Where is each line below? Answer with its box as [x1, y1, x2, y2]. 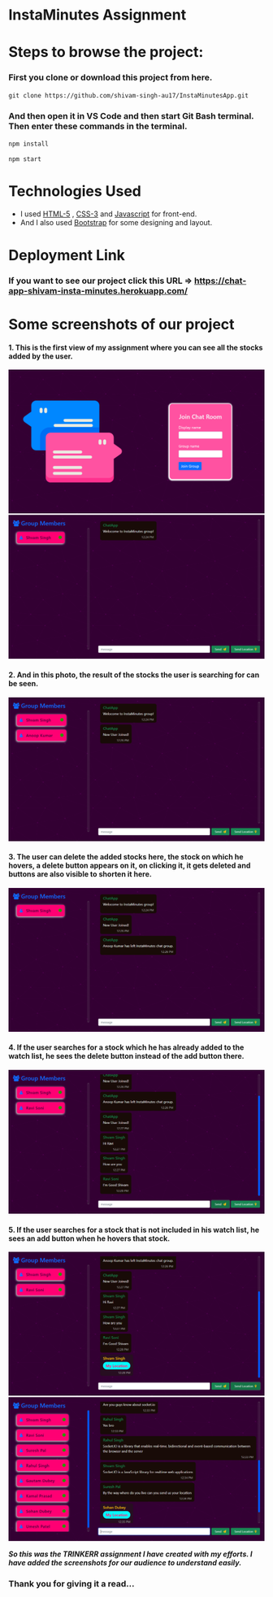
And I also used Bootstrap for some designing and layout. [19, 217, 213, 227]
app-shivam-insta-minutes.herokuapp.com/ [8, 285, 188, 297]
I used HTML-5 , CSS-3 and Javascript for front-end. [19, 209, 197, 219]
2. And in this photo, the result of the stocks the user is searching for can [8, 670, 260, 680]
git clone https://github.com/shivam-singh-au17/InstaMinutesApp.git [8, 91, 249, 99]
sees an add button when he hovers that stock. [8, 1234, 171, 1243]
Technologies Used [8, 182, 142, 201]
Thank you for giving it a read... [8, 1578, 135, 1590]
